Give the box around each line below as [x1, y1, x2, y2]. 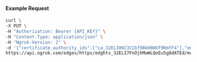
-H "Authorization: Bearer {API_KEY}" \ [5, 28, 106, 35]
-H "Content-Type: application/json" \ [5, 34, 103, 40]
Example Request [5, 5, 49, 12]
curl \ [5, 18, 22, 23]
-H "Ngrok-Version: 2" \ [5, 39, 66, 45]
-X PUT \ [5, 23, 27, 29]
